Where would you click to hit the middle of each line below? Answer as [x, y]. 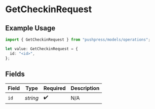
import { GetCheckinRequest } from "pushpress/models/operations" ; [78, 40]
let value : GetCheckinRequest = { [42, 49]
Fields [15, 74]
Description [85, 88]
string [32, 98]
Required [54, 88]
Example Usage [30, 28]
